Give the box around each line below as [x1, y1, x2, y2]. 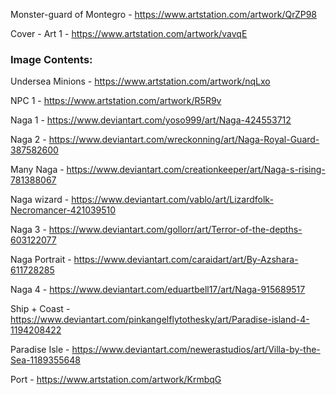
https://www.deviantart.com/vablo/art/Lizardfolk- [71, 194, 274, 206]
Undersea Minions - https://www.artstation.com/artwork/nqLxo [10, 75, 271, 88]
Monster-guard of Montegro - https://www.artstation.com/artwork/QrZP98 [10, 9, 318, 20]
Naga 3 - [10, 224, 47, 236]
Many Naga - [10, 164, 65, 176]
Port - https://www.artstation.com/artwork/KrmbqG [10, 374, 222, 386]
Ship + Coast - [10, 303, 71, 315]
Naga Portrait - [10, 254, 72, 266]
